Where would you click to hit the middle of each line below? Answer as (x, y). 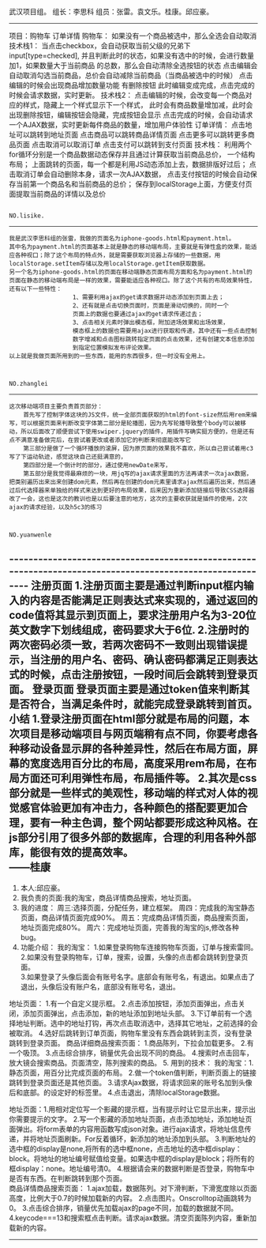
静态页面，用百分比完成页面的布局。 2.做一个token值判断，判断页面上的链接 (133, 1073)
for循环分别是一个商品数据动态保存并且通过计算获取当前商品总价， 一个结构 (132, 154)
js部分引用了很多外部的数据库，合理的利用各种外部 (133, 837)
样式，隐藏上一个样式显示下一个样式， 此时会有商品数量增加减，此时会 (138, 105)
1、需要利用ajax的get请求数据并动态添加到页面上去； (148, 297)
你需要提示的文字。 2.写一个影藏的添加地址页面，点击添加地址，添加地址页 (131, 1119)
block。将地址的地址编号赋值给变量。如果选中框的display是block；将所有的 (132, 1158)
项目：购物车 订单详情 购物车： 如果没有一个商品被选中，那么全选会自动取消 (133, 36)
